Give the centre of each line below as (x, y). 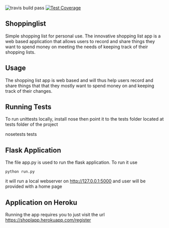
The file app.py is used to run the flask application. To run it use (71, 163)
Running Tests (28, 107)
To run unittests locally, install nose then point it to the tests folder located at (84, 119)
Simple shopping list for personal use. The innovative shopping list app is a (83, 36)
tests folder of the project (32, 125)
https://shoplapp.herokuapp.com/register (48, 220)
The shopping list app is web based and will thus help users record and (79, 80)
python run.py (20, 172)
